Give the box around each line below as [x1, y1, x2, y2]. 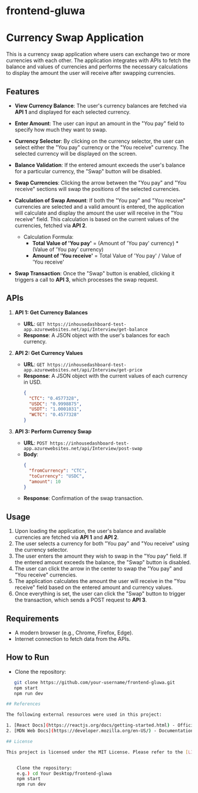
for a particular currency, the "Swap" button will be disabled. [14, 167, 162, 175]
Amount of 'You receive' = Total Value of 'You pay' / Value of [32, 252, 181, 259]
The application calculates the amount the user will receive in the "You [14, 578, 186, 585]
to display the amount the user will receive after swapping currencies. [6, 70, 176, 77]
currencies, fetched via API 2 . [14, 222, 87, 229]
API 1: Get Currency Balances [14, 308, 88, 316]
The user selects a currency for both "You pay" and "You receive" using [14, 540, 190, 547]
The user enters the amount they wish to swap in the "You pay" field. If [14, 552, 187, 560]
